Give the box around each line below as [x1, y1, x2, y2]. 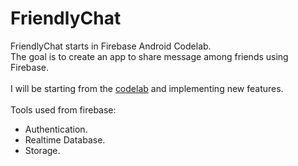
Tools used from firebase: [10, 103, 117, 116]
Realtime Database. [24, 133, 106, 146]
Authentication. [24, 123, 88, 135]
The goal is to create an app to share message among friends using [10, 50, 289, 62]
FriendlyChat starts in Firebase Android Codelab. [10, 40, 212, 52]
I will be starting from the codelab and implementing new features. [10, 82, 284, 94]
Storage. [24, 144, 61, 156]
